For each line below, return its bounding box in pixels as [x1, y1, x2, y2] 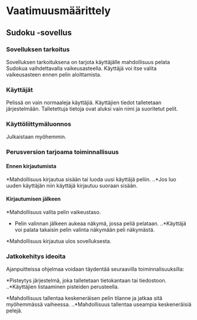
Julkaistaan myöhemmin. [6, 134, 66, 141]
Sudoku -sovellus [6, 28, 72, 38]
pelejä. [6, 307, 22, 314]
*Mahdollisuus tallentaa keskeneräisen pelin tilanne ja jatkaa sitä [6, 295, 163, 302]
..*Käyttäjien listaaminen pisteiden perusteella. [6, 284, 119, 291]
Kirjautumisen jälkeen [6, 195, 61, 202]
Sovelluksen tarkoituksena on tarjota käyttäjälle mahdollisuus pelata [6, 58, 171, 65]
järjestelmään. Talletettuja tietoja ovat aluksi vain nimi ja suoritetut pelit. [6, 105, 178, 112]
